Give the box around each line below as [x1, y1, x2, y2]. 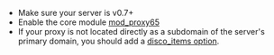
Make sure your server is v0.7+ [17, 8, 134, 18]
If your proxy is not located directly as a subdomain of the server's [17, 27, 266, 36]
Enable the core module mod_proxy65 [17, 17, 160, 27]
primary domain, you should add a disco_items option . [17, 35, 220, 46]
